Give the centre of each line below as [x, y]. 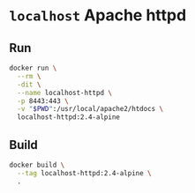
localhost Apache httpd [98, 15]
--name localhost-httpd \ [65, 93]
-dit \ [29, 85]
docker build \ [37, 165]
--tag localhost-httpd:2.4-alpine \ [84, 173]
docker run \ [33, 68]
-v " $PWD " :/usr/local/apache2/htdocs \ [90, 109]
